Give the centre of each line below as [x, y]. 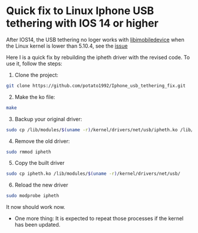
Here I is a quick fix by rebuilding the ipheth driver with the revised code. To [98, 57]
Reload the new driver [41, 185]
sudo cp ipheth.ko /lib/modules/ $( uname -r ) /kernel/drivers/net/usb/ [93, 174]
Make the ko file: [35, 97]
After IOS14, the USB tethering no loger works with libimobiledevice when [95, 39]
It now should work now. [36, 207]
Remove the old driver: [42, 141]
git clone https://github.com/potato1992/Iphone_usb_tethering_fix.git [96, 86]
